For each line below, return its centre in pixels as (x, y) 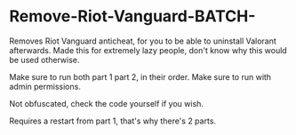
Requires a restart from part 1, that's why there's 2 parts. (112, 121)
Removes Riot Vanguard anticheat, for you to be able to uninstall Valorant (143, 41)
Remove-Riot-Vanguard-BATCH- (132, 16)
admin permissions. (45, 86)
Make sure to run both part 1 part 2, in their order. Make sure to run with (140, 76)
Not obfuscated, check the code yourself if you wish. (107, 103)
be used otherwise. (44, 60)
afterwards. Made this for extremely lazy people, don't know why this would (148, 50)
